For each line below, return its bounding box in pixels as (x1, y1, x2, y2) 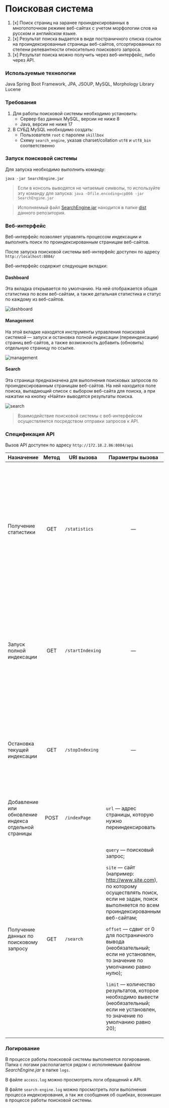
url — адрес (106, 805, 137, 812)
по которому (106, 883, 137, 890)
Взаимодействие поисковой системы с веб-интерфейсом (17, 413, 142, 419)
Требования (5, 99, 37, 106)
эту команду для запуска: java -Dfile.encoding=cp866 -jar (17, 190, 144, 196)
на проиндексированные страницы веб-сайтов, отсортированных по (12, 41, 161, 47)
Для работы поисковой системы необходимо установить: (12, 110, 138, 116)
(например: (106, 870, 134, 877)
